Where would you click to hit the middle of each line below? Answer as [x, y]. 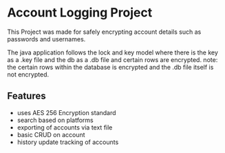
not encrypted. [28, 74]
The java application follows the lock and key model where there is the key [113, 52]
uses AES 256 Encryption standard [66, 112]
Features [26, 96]
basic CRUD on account [51, 134]
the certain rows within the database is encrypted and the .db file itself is [110, 67]
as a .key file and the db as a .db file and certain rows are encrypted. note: [112, 59]
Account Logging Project [80, 13]
